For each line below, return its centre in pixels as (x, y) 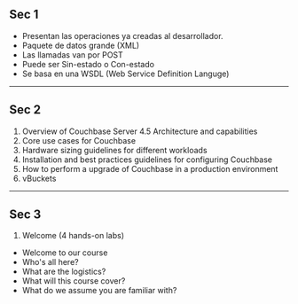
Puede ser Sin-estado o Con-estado (88, 64)
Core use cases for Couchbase (78, 140)
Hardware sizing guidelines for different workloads (114, 150)
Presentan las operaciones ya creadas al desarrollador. (122, 35)
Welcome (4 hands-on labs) (73, 236)
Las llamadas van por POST (73, 55)
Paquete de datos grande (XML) (81, 45)
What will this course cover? (74, 281)
